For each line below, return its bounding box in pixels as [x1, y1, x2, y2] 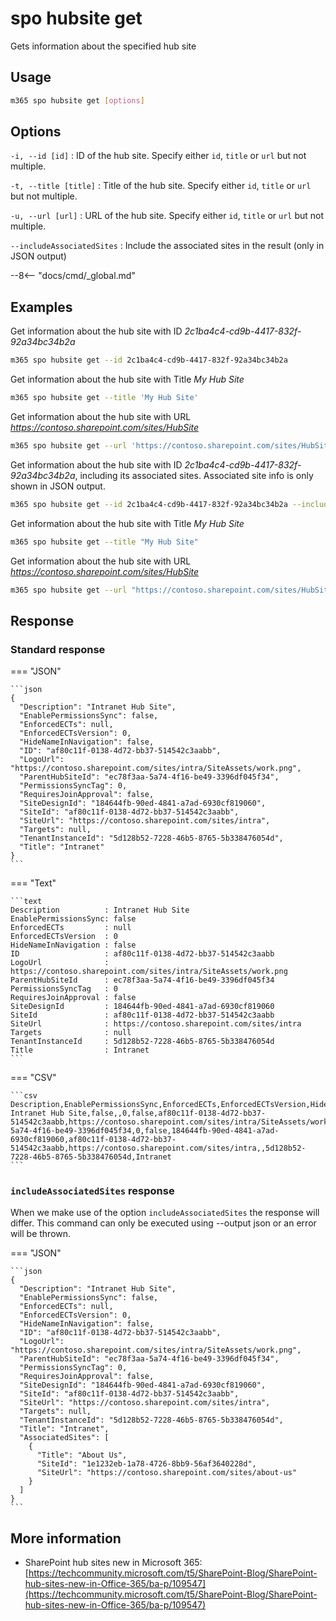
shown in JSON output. [10, 480, 106, 492]
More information [10, 1530, 122, 1547]
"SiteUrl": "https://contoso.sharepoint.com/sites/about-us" [36, 1468, 298, 1478]
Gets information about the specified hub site [10, 40, 197, 52]
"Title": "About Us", [36, 1450, 128, 1461]
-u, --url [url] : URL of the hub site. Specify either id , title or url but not [10, 210, 325, 222]
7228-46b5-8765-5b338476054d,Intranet [10, 1152, 172, 1162]
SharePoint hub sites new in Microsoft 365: [24, 1557, 203, 1569]
